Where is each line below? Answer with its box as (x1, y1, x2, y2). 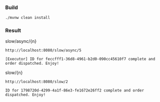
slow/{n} (5, 70, 23, 76)
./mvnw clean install (5, 15, 50, 20)
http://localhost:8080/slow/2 (5, 79, 68, 85)
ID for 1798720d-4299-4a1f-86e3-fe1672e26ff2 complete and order (5, 88, 144, 93)
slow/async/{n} (5, 38, 37, 44)
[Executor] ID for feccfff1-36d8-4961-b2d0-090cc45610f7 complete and (5, 57, 155, 62)
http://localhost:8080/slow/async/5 (5, 48, 81, 53)
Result (5, 27, 21, 34)
